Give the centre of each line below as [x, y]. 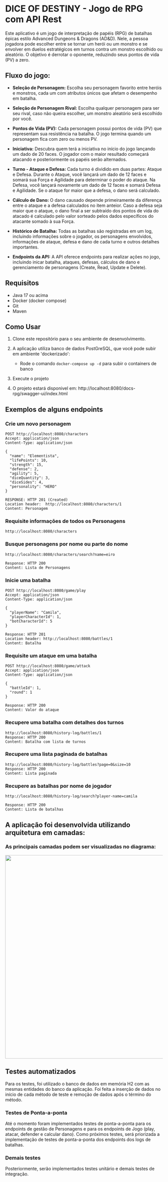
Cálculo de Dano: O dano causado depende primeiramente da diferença [87, 200]
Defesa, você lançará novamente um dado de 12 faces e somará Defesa [86, 185]
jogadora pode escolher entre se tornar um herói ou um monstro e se [76, 44]
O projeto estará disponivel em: [45, 388]
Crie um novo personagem [38, 424]
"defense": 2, [24, 469]
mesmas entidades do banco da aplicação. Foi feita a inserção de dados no [83, 1089]
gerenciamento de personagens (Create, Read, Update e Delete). [79, 267]
